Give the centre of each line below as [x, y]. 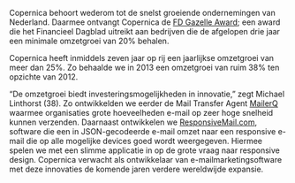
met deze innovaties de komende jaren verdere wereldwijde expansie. [136, 169]
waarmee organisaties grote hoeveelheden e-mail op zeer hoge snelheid [141, 113]
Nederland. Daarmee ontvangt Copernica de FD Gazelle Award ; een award [145, 22]
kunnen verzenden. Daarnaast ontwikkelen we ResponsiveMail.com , [133, 122]
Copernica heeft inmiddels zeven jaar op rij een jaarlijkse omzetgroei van [142, 58]
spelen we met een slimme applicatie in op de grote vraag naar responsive [145, 150]
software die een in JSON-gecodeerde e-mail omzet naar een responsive [143, 131]
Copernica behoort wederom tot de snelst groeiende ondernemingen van [142, 13]
